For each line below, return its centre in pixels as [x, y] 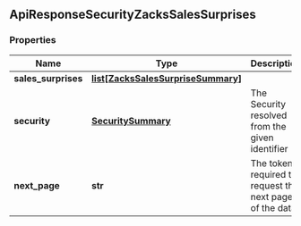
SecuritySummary [131, 121]
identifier [269, 148]
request [267, 185]
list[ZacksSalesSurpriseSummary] [166, 78]
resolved [269, 115]
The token [272, 163]
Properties [33, 40]
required [268, 174]
